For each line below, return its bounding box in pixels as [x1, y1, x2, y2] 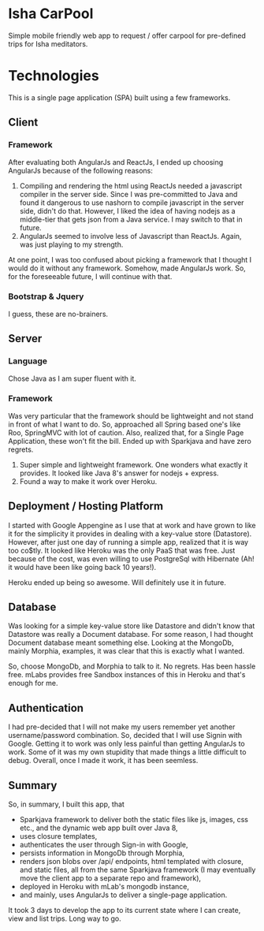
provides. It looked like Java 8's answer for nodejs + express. [19, 468, 219, 478]
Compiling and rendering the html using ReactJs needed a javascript [19, 181, 243, 190]
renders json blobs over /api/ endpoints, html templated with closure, [19, 857, 244, 866]
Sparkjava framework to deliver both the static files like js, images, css [19, 815, 248, 825]
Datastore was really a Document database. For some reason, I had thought [8, 630, 254, 639]
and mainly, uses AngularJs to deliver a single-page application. [19, 890, 228, 899]
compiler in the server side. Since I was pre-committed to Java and [19, 189, 238, 199]
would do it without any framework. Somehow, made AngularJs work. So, [8, 263, 246, 273]
